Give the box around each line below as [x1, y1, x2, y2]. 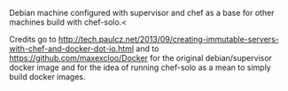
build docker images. [9, 72, 86, 82]
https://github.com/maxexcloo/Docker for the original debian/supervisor [9, 53, 273, 63]
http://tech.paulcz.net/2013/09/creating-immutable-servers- [58, 34, 279, 44]
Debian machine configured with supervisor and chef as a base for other [9, 8, 275, 18]
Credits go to [9, 34, 57, 44]
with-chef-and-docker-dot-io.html [9, 43, 135, 54]
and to [136, 43, 160, 54]
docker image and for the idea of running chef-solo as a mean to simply [9, 62, 272, 72]
